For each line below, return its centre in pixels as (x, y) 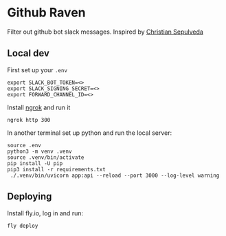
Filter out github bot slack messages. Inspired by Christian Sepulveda (105, 32)
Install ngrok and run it (39, 107)
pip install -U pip (35, 163)
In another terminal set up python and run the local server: (90, 133)
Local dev (29, 53)
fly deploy (23, 226)
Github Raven (46, 13)
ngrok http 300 (29, 120)
